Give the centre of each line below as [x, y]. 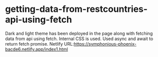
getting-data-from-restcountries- [77, 9]
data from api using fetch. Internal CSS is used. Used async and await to [79, 39]
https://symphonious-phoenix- [105, 44]
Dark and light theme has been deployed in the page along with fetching [79, 33]
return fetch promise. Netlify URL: [39, 44]
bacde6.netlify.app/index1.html [37, 49]
